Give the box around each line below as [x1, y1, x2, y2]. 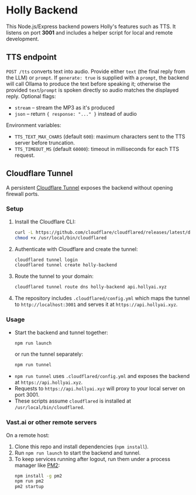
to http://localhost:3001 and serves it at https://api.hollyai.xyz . [14, 301, 178, 308]
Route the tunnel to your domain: [14, 273, 94, 280]
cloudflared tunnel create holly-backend [14, 262, 117, 268]
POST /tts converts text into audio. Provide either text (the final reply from [6, 68, 185, 75]
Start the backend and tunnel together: [14, 329, 108, 336]
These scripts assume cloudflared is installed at [14, 397, 132, 404]
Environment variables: [6, 121, 61, 129]
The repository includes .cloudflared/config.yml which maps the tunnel [14, 295, 190, 302]
